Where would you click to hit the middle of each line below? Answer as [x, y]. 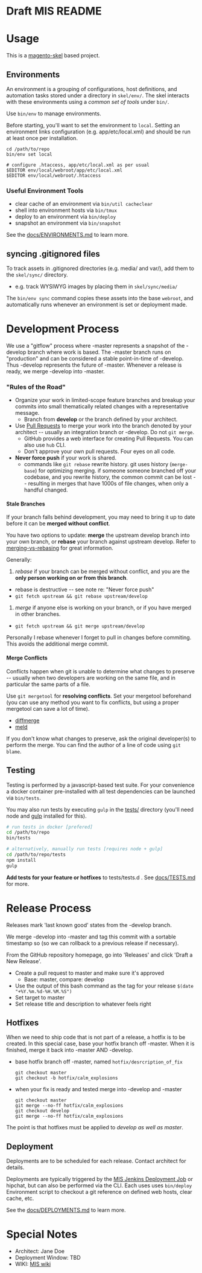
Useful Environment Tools [45, 190]
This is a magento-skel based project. [53, 56]
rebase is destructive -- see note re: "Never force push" [84, 589]
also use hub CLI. [45, 445]
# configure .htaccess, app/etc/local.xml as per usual [78, 165]
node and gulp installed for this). [46, 816]
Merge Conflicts [27, 658]
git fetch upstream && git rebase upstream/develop [81, 597]
